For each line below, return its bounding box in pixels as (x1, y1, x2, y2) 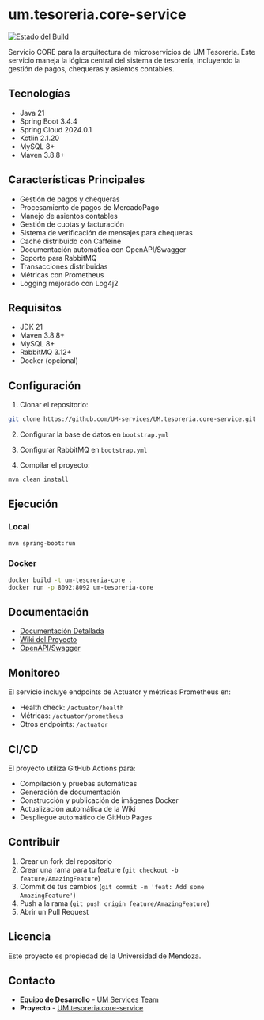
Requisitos (8, 301, 62, 315)
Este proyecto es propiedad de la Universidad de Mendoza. (8, 951, 202, 961)
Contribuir (8, 835, 61, 849)
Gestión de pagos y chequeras (19, 194, 120, 204)
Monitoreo (8, 666, 61, 679)
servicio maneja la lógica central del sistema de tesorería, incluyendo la (8, 55, 241, 65)
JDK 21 (19, 323, 43, 332)
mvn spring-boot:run (8, 539, 77, 548)
